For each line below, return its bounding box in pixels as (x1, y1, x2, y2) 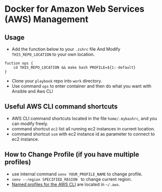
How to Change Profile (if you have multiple (4, 150, 140, 159)
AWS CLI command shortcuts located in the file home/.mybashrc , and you (11, 115, 157, 121)
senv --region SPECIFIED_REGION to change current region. (11, 176, 132, 182)
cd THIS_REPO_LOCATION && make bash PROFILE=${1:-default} (13, 65, 136, 70)
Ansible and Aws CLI (11, 88, 53, 94)
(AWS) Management (4, 14, 89, 25)
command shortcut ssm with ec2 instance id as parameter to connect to (11, 131, 155, 137)
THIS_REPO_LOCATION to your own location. (11, 51, 95, 57)
